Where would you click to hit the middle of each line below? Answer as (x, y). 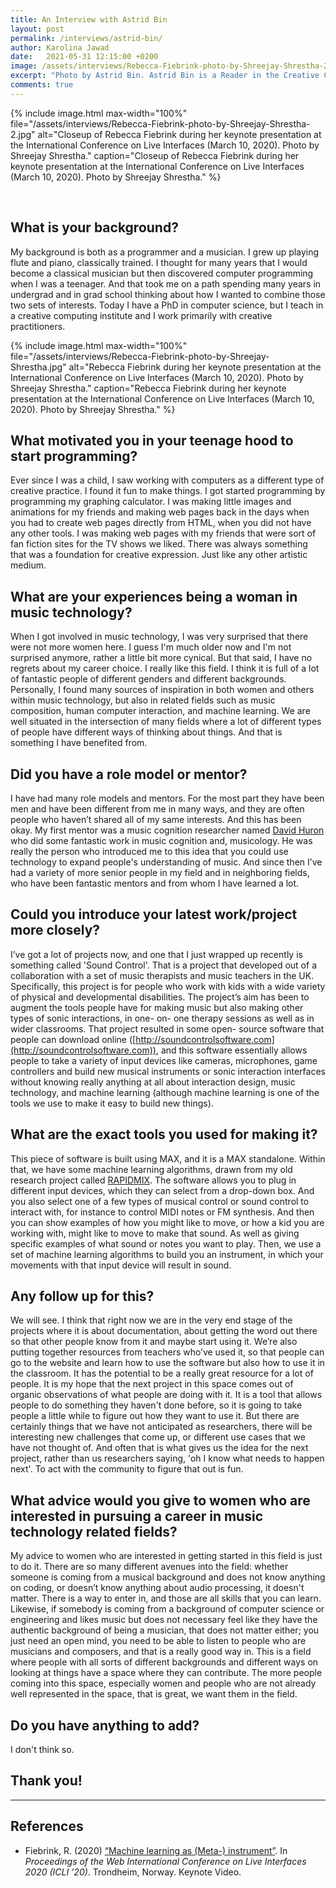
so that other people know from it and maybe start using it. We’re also (154, 1342)
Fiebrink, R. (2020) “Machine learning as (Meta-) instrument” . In (156, 1850)
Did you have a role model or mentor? (129, 774)
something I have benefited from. (79, 743)
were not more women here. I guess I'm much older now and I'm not (151, 647)
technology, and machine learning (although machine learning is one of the (165, 1092)
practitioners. (38, 326)
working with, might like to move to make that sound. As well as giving (155, 1233)
